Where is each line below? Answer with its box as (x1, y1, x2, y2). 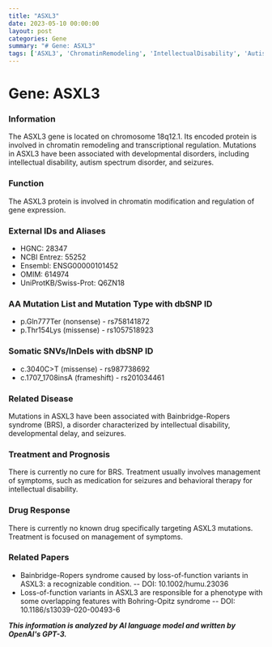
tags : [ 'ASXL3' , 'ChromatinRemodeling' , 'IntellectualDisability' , (8, 49, 241, 58)
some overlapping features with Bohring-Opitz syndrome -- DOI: (19, 596, 236, 606)
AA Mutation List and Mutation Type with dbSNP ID (8, 298, 213, 309)
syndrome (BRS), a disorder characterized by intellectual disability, (8, 419, 231, 430)
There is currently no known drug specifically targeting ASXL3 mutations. (8, 523, 253, 533)
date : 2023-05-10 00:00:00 (8, 19, 100, 28)
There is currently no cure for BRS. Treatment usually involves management (8, 467, 261, 477)
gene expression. (8, 204, 66, 215)
